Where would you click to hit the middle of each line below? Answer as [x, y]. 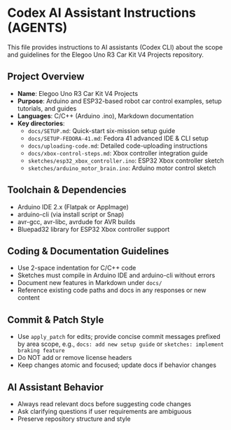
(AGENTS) [37, 28]
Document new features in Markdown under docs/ [90, 283]
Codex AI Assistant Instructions [101, 13]
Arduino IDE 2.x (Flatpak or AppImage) [73, 207]
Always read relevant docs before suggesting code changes [104, 404]
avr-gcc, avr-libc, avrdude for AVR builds [76, 221]
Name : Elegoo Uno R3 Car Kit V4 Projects [78, 93]
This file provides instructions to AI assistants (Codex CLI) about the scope [115, 47]
